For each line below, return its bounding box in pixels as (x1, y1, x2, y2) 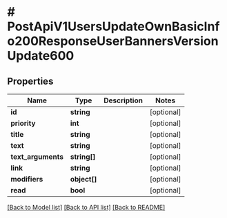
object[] (70, 175, 97, 184)
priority (10, 118, 36, 128)
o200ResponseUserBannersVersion (7, 34, 219, 49)
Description (103, 96, 144, 105)
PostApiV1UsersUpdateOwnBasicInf (7, 19, 220, 34)
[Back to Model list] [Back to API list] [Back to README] (7, 204, 166, 211)
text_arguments (10, 152, 64, 162)
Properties (7, 75, 54, 87)
